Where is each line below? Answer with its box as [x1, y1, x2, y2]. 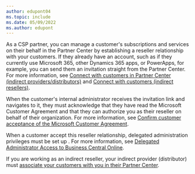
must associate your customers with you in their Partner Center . [6, 162, 159, 169]
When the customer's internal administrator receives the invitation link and [6, 96, 185, 103]
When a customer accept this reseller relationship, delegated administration [6, 132, 188, 139]
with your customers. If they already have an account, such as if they [6, 53, 172, 60]
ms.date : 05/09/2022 [6, 19, 57, 25]
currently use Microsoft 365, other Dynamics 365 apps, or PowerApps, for [6, 60, 184, 67]
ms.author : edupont [6, 25, 54, 31]
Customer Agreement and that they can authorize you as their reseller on [6, 108, 182, 115]
